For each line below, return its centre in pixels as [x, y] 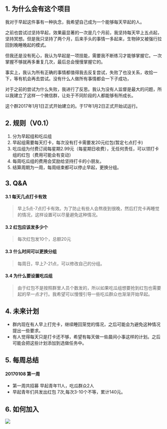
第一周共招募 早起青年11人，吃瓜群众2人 [53, 386]
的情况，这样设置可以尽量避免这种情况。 [59, 215]
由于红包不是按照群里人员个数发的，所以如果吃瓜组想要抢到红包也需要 [89, 287]
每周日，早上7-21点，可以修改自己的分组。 [61, 264]
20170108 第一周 [23, 374]
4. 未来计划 [22, 311]
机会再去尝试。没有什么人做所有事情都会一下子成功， [77, 78]
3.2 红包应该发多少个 [27, 227]
